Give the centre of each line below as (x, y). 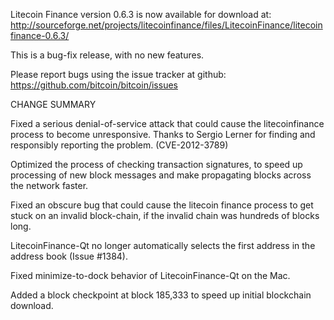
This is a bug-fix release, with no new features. (107, 55)
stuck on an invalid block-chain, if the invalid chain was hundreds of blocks (165, 215)
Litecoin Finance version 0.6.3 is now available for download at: (141, 14)
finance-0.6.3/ (40, 35)
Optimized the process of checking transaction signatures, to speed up (156, 164)
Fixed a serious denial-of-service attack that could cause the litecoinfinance (167, 123)
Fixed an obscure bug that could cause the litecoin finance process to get (162, 205)
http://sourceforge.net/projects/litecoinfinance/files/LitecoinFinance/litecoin (166, 25)
